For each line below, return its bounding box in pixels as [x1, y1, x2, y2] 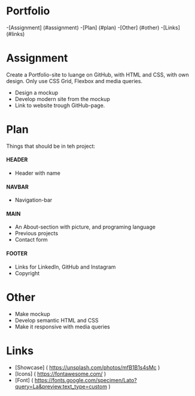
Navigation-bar [14, 196, 53, 204]
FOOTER [6, 250, 28, 257]
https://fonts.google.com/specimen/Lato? [34, 376, 138, 383]
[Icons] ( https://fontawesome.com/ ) [14, 370, 106, 377]
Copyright [14, 269, 40, 276]
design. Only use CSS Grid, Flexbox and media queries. [6, 77, 142, 84]
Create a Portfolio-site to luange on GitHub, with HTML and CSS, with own [6, 71, 190, 78]
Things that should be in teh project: [6, 142, 96, 150]
